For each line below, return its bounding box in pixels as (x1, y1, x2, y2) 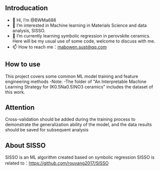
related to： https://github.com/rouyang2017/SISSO (5, 160, 109, 166)
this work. (5, 89, 26, 95)
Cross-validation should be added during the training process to (5, 116, 136, 123)
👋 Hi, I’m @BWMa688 (12, 17, 56, 23)
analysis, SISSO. (12, 27, 46, 34)
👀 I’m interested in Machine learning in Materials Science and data (12, 22, 147, 28)
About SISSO (5, 141, 46, 150)
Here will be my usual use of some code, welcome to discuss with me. (12, 38, 156, 44)
